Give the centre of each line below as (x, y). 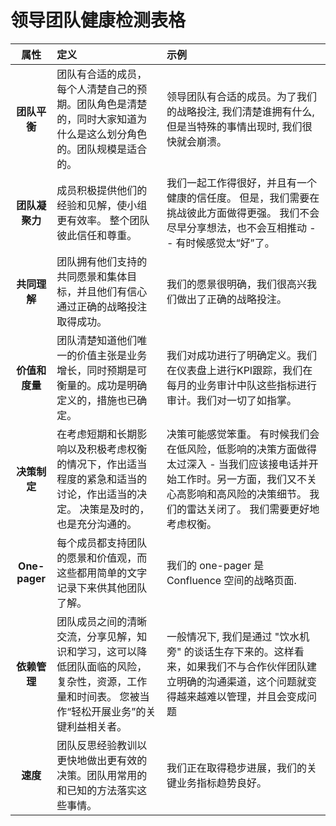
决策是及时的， (114, 509)
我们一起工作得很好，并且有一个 (241, 183)
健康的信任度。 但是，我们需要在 (243, 198)
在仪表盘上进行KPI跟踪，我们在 (239, 370)
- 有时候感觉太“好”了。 (220, 243)
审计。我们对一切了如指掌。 (231, 400)
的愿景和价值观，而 (102, 558)
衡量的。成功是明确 (102, 385)
